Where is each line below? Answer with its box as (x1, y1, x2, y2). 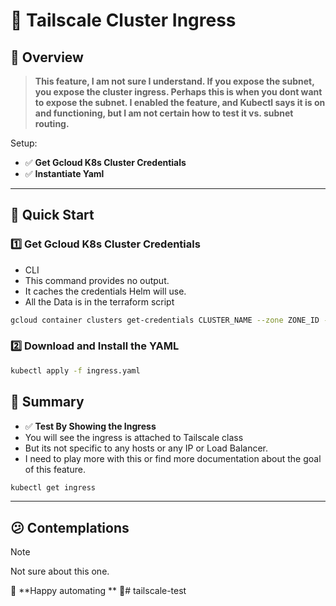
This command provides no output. (24, 274, 170, 286)
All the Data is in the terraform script (24, 295, 175, 308)
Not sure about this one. (10, 565, 110, 578)
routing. (34, 118, 70, 129)
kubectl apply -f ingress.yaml (10, 365, 141, 376)
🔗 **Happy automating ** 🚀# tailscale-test (10, 585, 187, 597)
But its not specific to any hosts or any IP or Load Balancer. (24, 442, 268, 454)
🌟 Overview (10, 49, 84, 66)
